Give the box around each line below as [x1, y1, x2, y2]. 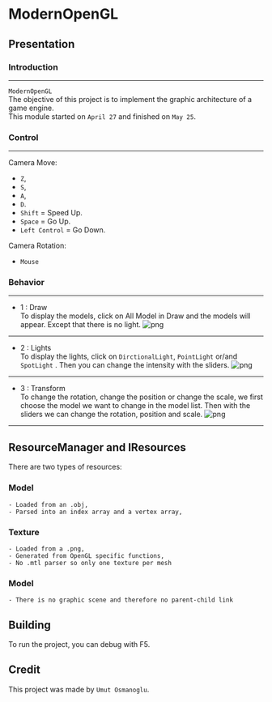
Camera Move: [8, 158, 58, 168]
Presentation [8, 37, 75, 51]
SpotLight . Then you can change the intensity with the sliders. [19, 360, 230, 370]
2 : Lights [19, 343, 52, 353]
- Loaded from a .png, [8, 544, 85, 553]
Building [8, 618, 51, 632]
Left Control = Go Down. [19, 225, 106, 235]
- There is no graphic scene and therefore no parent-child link [8, 596, 233, 604]
